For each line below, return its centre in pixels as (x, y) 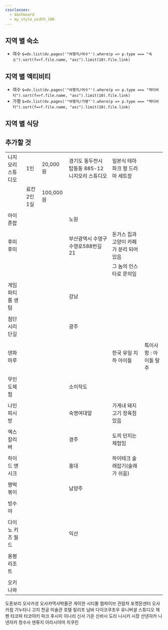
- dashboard (22, 15)
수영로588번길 (85, 246)
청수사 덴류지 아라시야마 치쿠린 (48, 622)
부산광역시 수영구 (88, 239)
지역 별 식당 (22, 124)
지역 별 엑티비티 (28, 77)
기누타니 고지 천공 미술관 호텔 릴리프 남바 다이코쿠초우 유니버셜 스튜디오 (84, 610)
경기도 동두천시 (86, 161)
